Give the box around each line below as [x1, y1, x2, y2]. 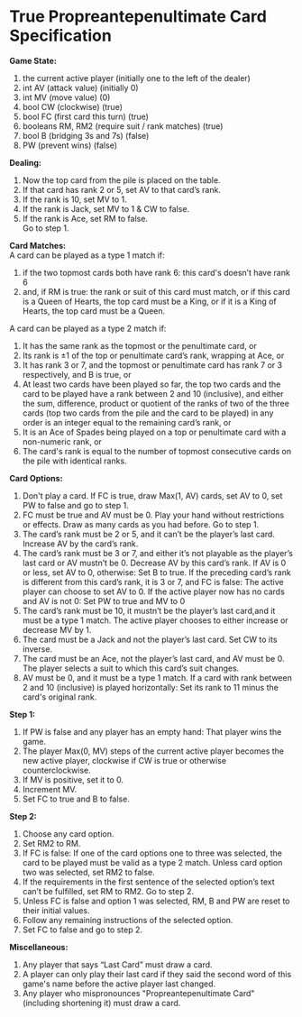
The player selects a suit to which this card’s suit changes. [22, 663, 240, 673]
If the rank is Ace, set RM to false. [22, 213, 149, 224]
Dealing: [9, 157, 42, 168]
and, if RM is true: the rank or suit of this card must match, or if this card [22, 286, 290, 297]
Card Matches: [9, 240, 66, 251]
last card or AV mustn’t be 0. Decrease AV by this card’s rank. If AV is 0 [22, 557, 287, 568]
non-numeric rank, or [22, 435, 102, 447]
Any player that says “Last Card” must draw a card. [22, 958, 214, 970]
